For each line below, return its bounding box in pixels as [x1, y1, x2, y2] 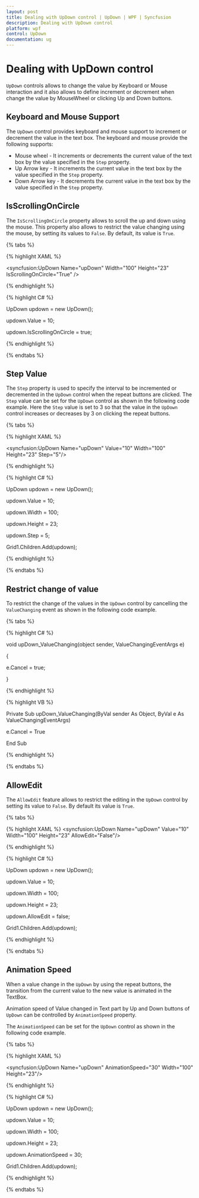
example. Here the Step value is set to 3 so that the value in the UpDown [6, 404, 178, 411]
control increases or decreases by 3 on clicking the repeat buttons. [6, 410, 170, 417]
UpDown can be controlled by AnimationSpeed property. [6, 1011, 137, 1018]
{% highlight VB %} [6, 699, 53, 706]
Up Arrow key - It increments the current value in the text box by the [14, 165, 182, 172]
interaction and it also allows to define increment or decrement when [6, 88, 175, 96]
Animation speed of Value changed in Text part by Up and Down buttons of [6, 1005, 190, 1012]
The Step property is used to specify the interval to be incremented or [6, 384, 177, 392]
